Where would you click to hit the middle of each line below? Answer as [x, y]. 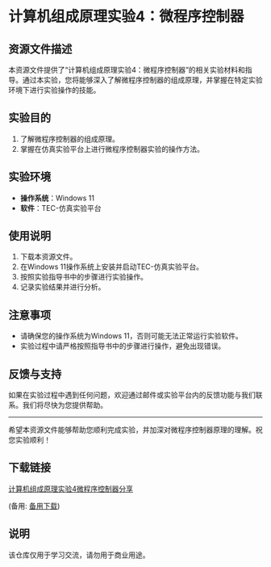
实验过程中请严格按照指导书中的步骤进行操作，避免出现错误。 [123, 346]
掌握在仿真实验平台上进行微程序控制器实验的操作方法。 [112, 149]
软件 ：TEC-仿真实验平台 [60, 208]
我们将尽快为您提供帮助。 [65, 405]
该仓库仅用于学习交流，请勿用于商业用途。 [79, 555]
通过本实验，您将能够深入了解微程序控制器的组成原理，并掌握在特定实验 [142, 80]
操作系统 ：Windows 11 [57, 198]
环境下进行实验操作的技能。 [54, 90]
